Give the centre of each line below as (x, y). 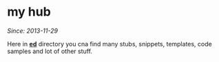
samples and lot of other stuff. (50, 51)
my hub (29, 12)
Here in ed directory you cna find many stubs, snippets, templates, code (109, 44)
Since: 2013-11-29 (33, 31)
